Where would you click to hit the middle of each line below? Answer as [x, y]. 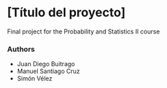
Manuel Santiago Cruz [48, 71]
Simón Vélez [35, 78]
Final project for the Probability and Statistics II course [83, 31]
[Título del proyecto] [66, 13]
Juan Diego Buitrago [46, 64]
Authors [21, 49]
